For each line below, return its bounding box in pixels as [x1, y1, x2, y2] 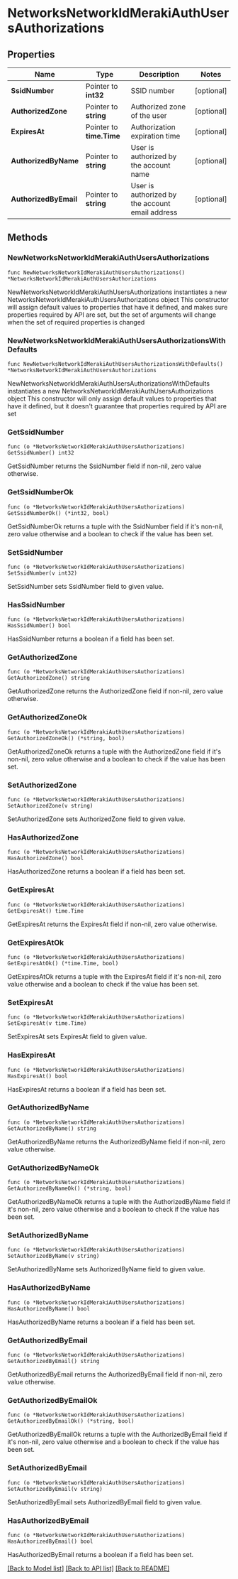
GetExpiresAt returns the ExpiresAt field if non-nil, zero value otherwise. [7, 920, 217, 928]
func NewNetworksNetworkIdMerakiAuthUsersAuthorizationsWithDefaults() [7, 360, 223, 367]
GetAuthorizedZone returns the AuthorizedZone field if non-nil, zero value [7, 687, 224, 695]
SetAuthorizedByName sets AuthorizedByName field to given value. [7, 1265, 205, 1274]
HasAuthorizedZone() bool [7, 854, 84, 862]
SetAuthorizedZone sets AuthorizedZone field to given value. [7, 815, 186, 823]
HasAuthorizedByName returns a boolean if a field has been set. [7, 1318, 195, 1326]
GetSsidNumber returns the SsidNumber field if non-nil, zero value [7, 462, 202, 470]
